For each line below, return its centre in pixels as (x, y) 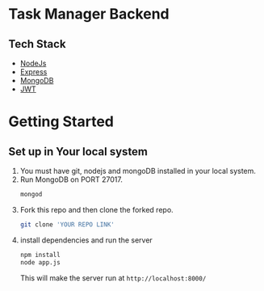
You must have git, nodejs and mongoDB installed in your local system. (138, 171)
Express (34, 72)
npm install (40, 255)
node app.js (40, 262)
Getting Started (61, 122)
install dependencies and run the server (86, 240)
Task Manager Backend (89, 14)
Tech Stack (37, 44)
